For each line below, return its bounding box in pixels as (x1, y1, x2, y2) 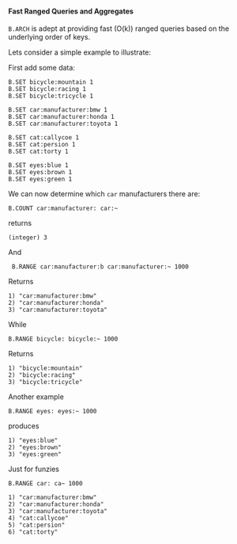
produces (8, 421, 39, 431)
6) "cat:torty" (8, 528, 58, 536)
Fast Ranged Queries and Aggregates (8, 6, 134, 16)
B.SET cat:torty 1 (8, 147, 69, 156)
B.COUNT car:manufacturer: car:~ (8, 204, 118, 213)
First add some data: (8, 63, 75, 73)
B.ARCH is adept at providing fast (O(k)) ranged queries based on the (8, 24, 230, 33)
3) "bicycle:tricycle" (8, 379, 83, 386)
